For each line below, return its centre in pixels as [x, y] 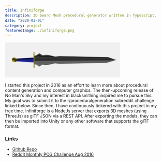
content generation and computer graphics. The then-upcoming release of [79, 90]
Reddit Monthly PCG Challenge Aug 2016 [53, 154]
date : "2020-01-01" [25, 20]
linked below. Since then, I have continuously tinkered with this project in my [81, 106]
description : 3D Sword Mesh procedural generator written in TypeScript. [81, 15]
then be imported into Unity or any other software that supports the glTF [77, 121]
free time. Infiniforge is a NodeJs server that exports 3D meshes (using [76, 111]
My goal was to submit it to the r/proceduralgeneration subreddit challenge [80, 101]
